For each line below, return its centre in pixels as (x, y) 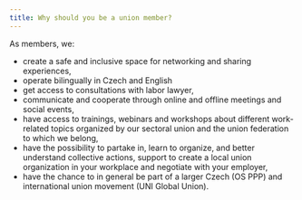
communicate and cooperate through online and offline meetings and (152, 100)
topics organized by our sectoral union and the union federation (170, 129)
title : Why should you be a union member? (91, 18)
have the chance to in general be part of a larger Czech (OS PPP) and (152, 176)
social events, (48, 109)
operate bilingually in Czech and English (97, 80)
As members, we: (42, 43)
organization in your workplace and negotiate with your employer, (145, 167)
